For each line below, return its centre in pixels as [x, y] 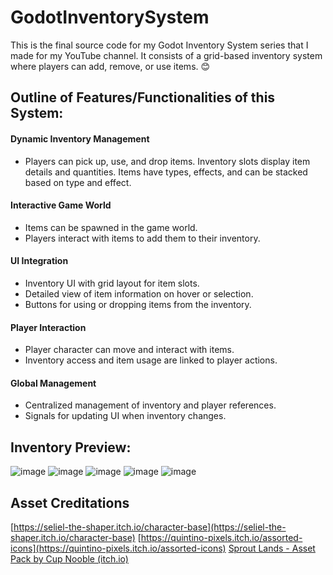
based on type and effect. [78, 182]
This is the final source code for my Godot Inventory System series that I [159, 45]
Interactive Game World [61, 205]
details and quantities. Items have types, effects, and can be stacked [166, 172]
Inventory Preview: [71, 447]
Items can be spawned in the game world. [111, 227]
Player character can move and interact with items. [129, 350]
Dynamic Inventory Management [80, 138]
